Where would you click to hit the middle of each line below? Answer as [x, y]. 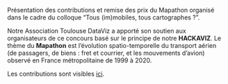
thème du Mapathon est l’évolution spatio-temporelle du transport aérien [112, 45]
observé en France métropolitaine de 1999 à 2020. [80, 60]
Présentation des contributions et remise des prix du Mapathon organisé [111, 10]
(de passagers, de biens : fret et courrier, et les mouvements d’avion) [106, 53]
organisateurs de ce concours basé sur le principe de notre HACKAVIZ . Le [114, 38]
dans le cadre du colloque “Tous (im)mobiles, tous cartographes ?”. [104, 17]
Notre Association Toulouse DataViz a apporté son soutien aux [97, 31]
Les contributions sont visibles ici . [56, 74]
